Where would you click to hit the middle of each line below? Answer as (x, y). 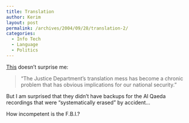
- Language (25, 45)
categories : (21, 34)
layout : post (22, 22)
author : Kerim (24, 17)
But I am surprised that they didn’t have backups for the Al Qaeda (86, 96)
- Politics (25, 50)
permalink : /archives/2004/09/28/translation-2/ (67, 28)
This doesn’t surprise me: (37, 67)
